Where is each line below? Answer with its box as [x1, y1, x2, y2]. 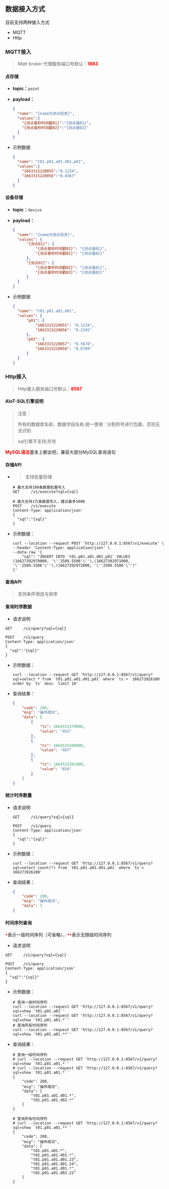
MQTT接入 [5, 48, 31, 55]
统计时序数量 [5, 792, 32, 798]
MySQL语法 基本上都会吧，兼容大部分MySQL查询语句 [5, 449, 116, 455]
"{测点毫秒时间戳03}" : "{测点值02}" [35, 270, 105, 275]
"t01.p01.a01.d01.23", [31, 1157, 79, 1162]
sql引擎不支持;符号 [17, 439, 57, 445]
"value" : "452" [39, 729, 72, 734]
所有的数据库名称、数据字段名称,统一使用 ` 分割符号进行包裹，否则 [17, 421, 156, 427]
